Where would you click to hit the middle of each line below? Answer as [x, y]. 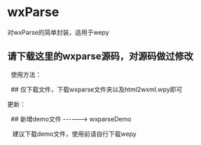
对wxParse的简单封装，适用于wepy [58, 32]
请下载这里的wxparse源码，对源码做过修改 [100, 56]
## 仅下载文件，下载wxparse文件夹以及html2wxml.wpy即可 [96, 89]
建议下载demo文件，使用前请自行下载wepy [74, 134]
